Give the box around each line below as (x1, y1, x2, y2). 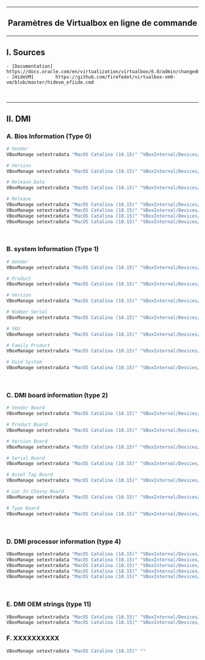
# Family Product (6, 342, 51, 348)
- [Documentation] (6, 64, 53, 70)
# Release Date (6, 179, 45, 185)
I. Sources (6, 47, 46, 57)
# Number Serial (6, 309, 48, 315)
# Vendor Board (6, 405, 45, 411)
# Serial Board (6, 455, 45, 461)
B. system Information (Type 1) (6, 245, 99, 254)
